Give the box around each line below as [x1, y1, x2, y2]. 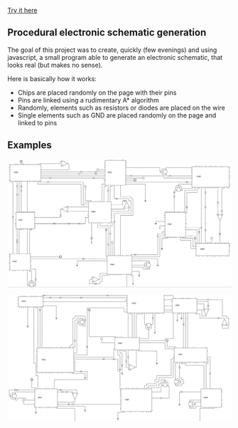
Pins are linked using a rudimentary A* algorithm [17, 95, 160, 104]
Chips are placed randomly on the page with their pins [17, 88, 177, 97]
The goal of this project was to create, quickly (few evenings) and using [7, 46, 217, 54]
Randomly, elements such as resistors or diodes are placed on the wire [17, 103, 225, 112]
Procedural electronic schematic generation [7, 26, 207, 38]
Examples [7, 139, 52, 152]
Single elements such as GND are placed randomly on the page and [17, 110, 217, 120]
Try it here [7, 6, 38, 14]
